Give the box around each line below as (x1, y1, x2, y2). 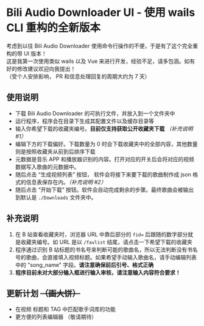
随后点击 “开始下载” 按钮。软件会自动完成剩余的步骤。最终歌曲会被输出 (15, 186, 194, 193)
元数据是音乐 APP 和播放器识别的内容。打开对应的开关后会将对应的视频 (15, 155, 195, 162)
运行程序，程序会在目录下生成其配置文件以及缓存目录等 (15, 117, 154, 125)
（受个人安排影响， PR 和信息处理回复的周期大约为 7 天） (6, 73, 150, 80)
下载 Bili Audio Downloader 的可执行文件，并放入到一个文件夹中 (15, 109, 175, 117)
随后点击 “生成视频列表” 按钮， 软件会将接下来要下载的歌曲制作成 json (15, 170, 192, 178)
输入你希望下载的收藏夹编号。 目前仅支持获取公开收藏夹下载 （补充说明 (15, 125, 193, 132)
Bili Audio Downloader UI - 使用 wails (6, 5, 195, 20)
